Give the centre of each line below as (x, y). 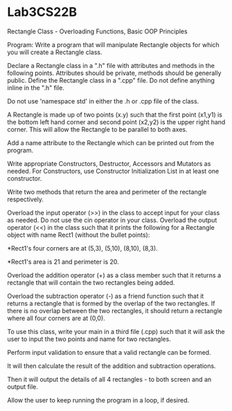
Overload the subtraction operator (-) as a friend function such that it (106, 296)
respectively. (25, 199)
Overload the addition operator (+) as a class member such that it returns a (114, 275)
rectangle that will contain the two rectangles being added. (91, 283)
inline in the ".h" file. (36, 87)
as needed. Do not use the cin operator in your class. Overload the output (112, 220)
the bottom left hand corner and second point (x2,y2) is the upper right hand (116, 121)
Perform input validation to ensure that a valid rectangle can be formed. (109, 352)
